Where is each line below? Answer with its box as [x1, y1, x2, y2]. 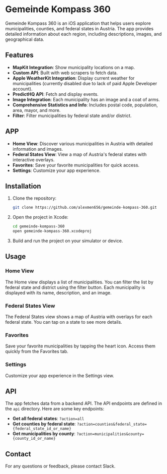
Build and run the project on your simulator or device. [12, 238, 123, 244]
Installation [5, 182, 41, 190]
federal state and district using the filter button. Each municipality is [5, 284, 145, 290]
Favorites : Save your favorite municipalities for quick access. [12, 162, 140, 168]
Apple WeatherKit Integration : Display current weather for [12, 75, 135, 81]
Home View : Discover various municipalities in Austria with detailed [12, 140, 153, 147]
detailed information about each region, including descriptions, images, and [5, 31, 162, 37]
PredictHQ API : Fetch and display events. [12, 91, 99, 97]
